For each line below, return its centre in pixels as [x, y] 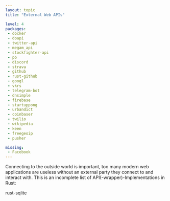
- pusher [17, 138]
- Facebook [19, 152]
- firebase [19, 100]
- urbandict [20, 110]
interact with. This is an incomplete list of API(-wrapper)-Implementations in [85, 177]
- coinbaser [20, 115]
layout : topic [20, 10]
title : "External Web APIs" [35, 15]
